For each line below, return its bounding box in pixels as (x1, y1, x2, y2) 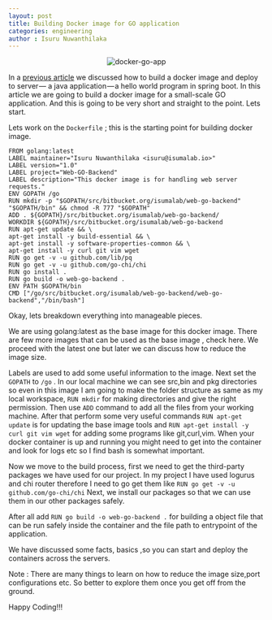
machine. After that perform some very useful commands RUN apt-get (8, 411, 243, 421)
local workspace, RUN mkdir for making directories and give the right (8, 394, 237, 404)
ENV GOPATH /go (8, 190, 60, 198)
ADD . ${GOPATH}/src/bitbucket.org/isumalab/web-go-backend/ (8, 211, 220, 219)
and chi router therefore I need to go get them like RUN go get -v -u (8, 479, 235, 488)
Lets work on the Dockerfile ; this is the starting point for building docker (8, 123, 253, 132)
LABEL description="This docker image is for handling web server (8, 176, 238, 184)
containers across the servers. (8, 553, 111, 563)
